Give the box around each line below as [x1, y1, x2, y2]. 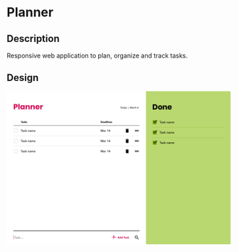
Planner [6, 4, 54, 21]
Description [6, 33, 60, 45]
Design [6, 72, 39, 84]
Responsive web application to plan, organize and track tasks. [6, 51, 188, 60]
